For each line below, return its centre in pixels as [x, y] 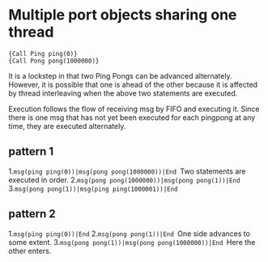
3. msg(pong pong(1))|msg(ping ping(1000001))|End [93, 188]
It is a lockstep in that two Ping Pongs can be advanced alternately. [120, 75]
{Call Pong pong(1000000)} [54, 61]
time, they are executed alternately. [67, 126]
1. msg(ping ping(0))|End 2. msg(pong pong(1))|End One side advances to [130, 234]
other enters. [30, 251]
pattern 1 [31, 152]
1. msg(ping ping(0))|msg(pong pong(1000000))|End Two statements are [127, 171]
